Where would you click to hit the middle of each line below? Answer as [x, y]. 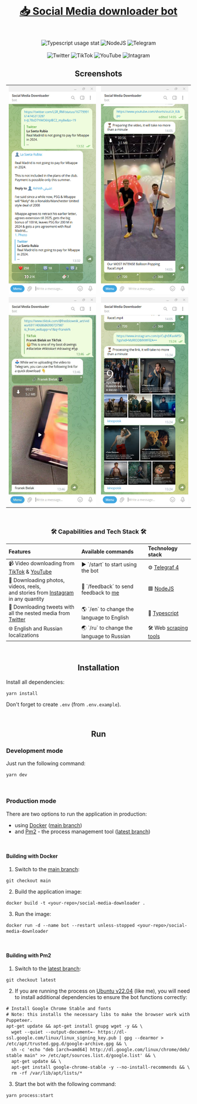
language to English [105, 617]
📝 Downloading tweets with [41, 607]
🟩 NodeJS [161, 588]
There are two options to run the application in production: [77, 814]
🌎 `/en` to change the [108, 609]
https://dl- [112, 1032]
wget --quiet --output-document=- [53, 1032]
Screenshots [98, 74]
